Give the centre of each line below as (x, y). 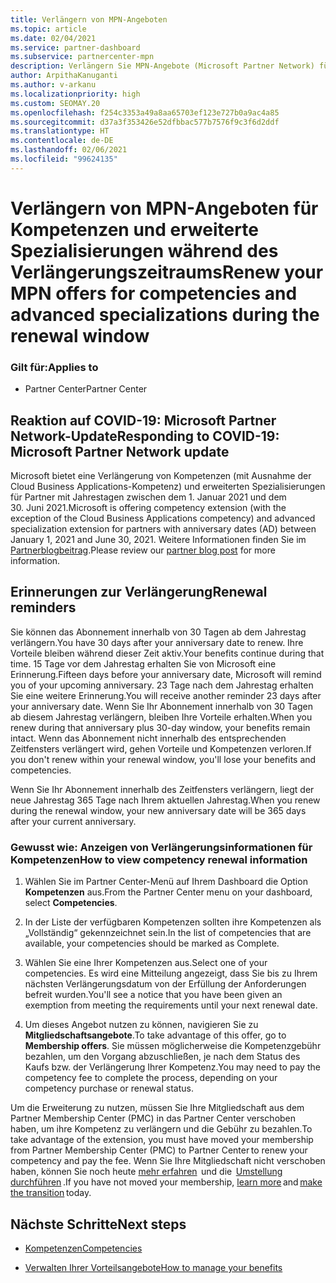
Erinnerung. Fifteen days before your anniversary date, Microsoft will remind (166, 674)
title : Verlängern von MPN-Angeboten (89, 19)
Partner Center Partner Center (86, 389)
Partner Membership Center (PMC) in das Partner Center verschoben (153, 1118)
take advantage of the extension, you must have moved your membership (162, 1140)
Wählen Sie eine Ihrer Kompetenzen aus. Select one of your (146, 963)
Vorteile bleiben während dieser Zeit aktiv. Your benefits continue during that (167, 653)
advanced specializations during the (165, 314)
